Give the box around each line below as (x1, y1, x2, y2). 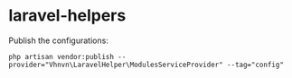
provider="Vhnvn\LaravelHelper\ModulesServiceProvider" (8, 60, 223, 69)
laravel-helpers (8, 5, 127, 26)
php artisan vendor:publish (8, 52, 115, 61)
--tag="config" (226, 60, 284, 69)
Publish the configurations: (8, 35, 109, 46)
